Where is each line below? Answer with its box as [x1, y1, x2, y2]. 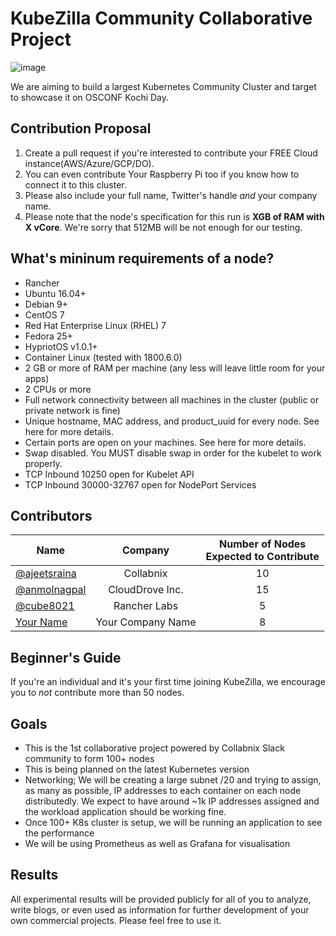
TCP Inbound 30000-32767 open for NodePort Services [24, 478, 257, 491]
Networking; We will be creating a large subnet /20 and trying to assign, [24, 774, 322, 786]
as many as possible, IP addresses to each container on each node [24, 785, 302, 796]
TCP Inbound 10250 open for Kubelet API [24, 468, 195, 480]
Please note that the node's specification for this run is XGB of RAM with [24, 210, 325, 222]
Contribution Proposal [10, 120, 152, 137]
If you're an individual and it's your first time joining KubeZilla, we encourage [10, 676, 326, 688]
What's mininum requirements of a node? [10, 250, 275, 267]
